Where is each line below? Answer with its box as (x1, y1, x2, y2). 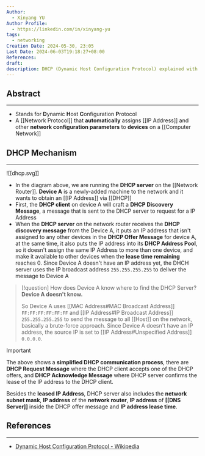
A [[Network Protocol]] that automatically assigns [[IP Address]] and (15, 117, 189, 124)
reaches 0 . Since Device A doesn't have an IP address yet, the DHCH (15, 259, 189, 267)
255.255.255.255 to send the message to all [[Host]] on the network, (21, 315, 193, 323)
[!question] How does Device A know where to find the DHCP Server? (21, 284, 197, 291)
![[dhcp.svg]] (6, 169, 40, 177)
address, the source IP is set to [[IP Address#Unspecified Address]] (21, 328, 192, 336)
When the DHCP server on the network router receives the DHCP (15, 221, 180, 227)
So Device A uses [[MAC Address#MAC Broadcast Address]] (21, 303, 175, 309)
